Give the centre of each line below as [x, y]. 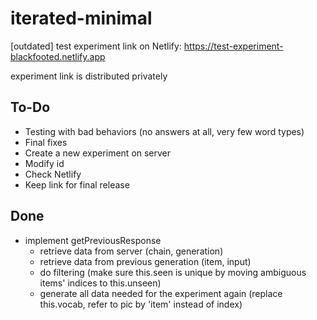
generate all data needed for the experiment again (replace [161, 293]
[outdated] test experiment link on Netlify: [96, 46]
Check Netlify [53, 174]
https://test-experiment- [233, 46]
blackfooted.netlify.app [58, 56]
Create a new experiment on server [98, 153]
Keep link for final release [77, 184]
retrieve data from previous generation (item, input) [145, 261]
